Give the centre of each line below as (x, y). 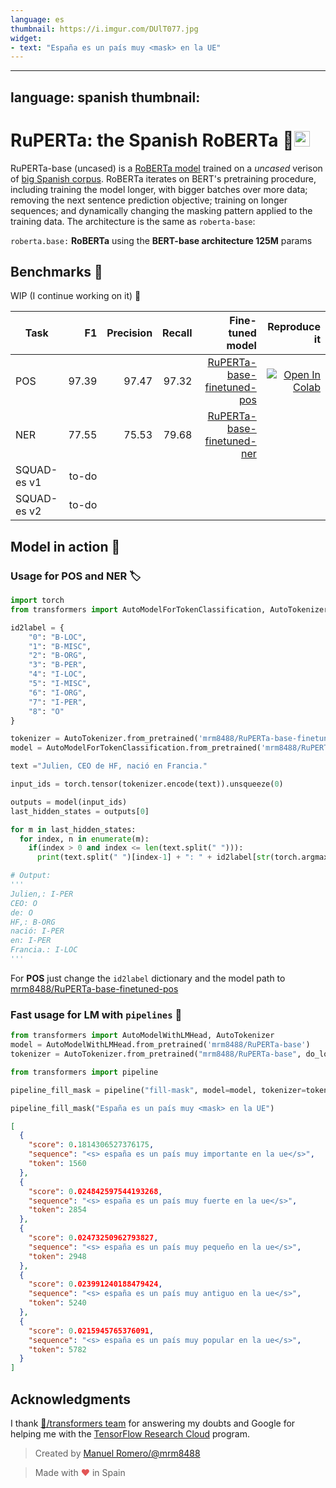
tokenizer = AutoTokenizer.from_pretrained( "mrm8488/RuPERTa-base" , (156, 1054)
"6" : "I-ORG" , (57, 692)
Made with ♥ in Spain (80, 1472)
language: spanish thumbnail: (105, 97)
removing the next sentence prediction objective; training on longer (149, 200)
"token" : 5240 (57, 1303)
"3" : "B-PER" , (57, 665)
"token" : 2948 (57, 1256)
